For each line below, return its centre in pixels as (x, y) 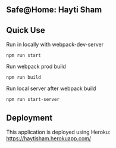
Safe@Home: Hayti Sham (54, 10)
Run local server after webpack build (51, 88)
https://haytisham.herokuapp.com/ (48, 138)
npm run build (24, 78)
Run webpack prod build (36, 67)
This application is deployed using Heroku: (59, 132)
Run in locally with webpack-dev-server (55, 45)
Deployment (29, 118)
